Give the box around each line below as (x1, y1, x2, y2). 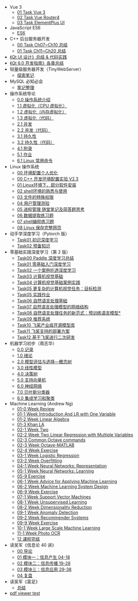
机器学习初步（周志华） (9, 341, 57, 346)
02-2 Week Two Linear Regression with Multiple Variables (17, 432, 133, 438)
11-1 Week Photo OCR (17, 530, 60, 536)
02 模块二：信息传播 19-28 (17, 561, 71, 566)
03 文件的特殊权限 (17, 194, 54, 200)
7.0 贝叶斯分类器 (17, 389, 50, 395)
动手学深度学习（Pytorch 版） (9, 231, 70, 236)
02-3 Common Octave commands (17, 437, 86, 443)
